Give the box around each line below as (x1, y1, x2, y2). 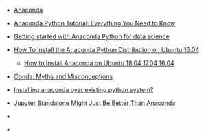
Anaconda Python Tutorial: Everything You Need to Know (13, 19, 176, 27)
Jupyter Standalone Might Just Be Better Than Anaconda (13, 99, 176, 107)
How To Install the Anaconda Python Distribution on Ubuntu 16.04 (13, 46, 200, 54)
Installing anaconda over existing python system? (13, 86, 154, 93)
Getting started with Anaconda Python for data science (13, 32, 170, 41)
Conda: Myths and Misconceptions (13, 72, 113, 80)
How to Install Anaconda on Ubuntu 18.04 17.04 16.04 (23, 59, 175, 67)
